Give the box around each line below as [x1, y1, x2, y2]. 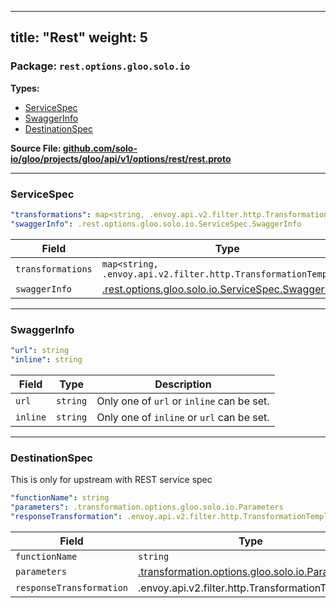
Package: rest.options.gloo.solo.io [10, 59, 191, 73]
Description [154, 377, 212, 391]
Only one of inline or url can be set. [96, 410, 270, 424]
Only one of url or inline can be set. [96, 394, 270, 408]
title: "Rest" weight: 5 [10, 29, 148, 46]
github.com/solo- [62, 142, 138, 154]
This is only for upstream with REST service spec [10, 474, 213, 486]
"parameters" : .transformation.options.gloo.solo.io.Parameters [10, 502, 284, 512]
